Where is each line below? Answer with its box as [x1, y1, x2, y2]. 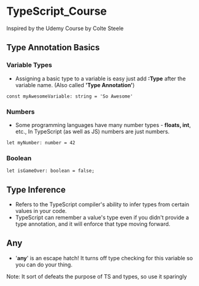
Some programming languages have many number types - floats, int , [15, 121, 192, 128]
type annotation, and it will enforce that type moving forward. [15, 220, 171, 228]
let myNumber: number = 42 [6, 139, 76, 145]
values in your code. [15, 207, 67, 215]
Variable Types [6, 61, 52, 69]
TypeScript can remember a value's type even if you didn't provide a [15, 214, 189, 222]
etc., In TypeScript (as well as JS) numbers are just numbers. [15, 128, 170, 135]
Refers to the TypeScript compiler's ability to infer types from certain [15, 201, 189, 208]
